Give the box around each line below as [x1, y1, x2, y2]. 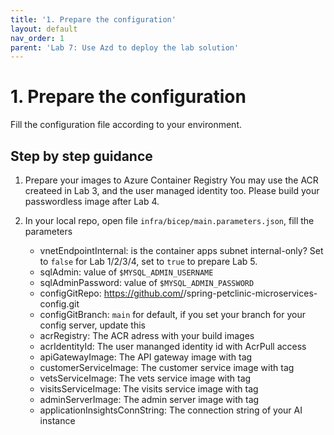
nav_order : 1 [10, 33, 65, 43]
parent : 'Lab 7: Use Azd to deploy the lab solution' [10, 42, 240, 53]
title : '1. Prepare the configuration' [10, 14, 177, 25]
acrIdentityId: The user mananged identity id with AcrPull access [39, 341, 307, 352]
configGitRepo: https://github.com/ [39, 287, 184, 299]
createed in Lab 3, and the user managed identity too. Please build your [24, 185, 320, 196]
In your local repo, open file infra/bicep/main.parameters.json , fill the [24, 215, 315, 226]
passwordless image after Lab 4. [24, 196, 160, 207]
